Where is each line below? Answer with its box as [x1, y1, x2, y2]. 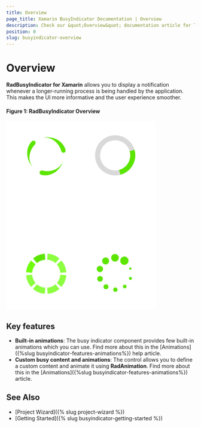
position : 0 [6, 29, 36, 35]
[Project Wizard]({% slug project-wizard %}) [14, 408, 125, 415]
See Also [6, 392, 40, 403]
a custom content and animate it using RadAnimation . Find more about [14, 362, 190, 370]
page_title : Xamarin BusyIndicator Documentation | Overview [6, 16, 162, 22]
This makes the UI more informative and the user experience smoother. [6, 94, 182, 101]
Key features [6, 321, 55, 331]
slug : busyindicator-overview [6, 35, 82, 41]
